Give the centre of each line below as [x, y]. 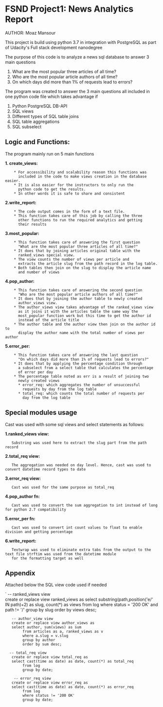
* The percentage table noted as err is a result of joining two [81, 376]
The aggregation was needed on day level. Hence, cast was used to [81, 465]
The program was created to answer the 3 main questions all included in [77, 91]
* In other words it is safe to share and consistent [69, 194]
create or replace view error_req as [50, 683]
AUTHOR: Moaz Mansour [30, 33]
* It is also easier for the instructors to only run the [74, 185]
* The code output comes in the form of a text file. [69, 211]
